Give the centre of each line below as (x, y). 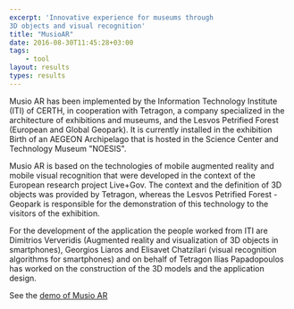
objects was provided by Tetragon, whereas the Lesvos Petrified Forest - (143, 194)
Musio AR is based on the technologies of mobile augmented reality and (142, 165)
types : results (38, 76)
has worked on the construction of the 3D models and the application (137, 268)
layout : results (39, 68)
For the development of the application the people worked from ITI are (139, 230)
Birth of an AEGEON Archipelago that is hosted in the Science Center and (144, 138)
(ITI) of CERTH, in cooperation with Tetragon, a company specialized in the (147, 110)
